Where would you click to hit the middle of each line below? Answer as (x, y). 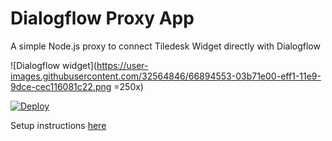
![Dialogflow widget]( (53, 65)
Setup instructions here (58, 125)
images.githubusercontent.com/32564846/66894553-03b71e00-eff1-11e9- (166, 76)
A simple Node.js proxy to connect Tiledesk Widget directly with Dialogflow (165, 46)
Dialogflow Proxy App (102, 18)
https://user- (122, 65)
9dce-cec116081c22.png (61, 86)
